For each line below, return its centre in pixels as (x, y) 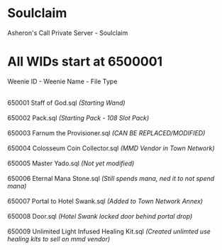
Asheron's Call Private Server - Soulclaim (68, 33)
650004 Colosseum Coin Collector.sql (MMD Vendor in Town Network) (111, 148)
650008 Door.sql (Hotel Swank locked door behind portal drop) (100, 216)
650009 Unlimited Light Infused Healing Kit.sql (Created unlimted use (109, 231)
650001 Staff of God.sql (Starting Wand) (66, 103)
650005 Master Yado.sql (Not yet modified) (71, 163)
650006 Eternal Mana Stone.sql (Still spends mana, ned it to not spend (111, 178)
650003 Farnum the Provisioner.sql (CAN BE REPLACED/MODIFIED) (106, 132)
